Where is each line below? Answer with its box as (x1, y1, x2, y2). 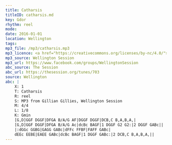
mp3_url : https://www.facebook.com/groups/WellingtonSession (5, 60, 139, 65)
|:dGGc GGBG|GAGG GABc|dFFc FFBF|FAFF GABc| (14, 127, 111, 132)
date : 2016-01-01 (5, 31, 42, 37)
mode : (5, 27, 17, 32)
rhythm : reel (5, 22, 33, 27)
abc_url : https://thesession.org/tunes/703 (5, 70, 100, 75)
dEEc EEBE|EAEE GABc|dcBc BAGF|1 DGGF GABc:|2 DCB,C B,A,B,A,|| (14, 132, 155, 137)
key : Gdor (5, 17, 27, 22)
